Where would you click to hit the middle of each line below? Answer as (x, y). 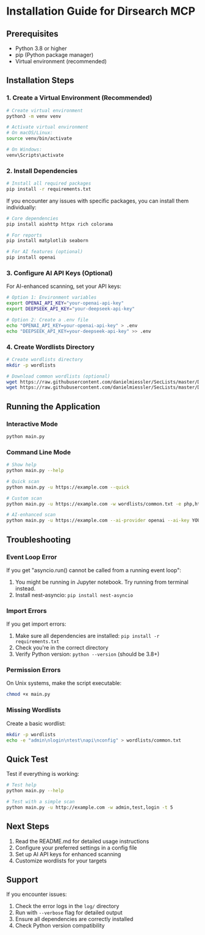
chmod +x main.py (28, 694)
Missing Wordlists (34, 710)
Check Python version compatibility (60, 926)
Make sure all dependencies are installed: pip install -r (87, 636)
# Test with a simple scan (41, 801)
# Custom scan (24, 498)
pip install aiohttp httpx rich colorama (60, 224)
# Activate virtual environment (47, 127)
